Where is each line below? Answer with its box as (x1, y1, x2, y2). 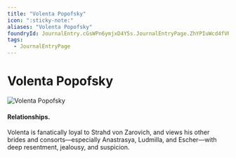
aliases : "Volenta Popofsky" (7, 23, 93, 30)
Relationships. (7, 112, 51, 121)
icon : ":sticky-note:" (7, 17, 74, 24)
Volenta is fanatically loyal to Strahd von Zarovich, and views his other (7, 128, 210, 137)
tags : (7, 37, 23, 44)
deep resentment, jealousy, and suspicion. (7, 143, 130, 152)
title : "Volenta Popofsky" (7, 10, 86, 18)
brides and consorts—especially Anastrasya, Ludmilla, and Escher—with (7, 136, 217, 144)
